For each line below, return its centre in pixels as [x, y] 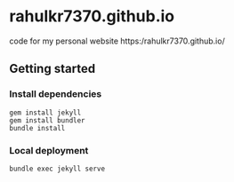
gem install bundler [48, 120]
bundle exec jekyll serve [57, 169]
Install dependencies [56, 94]
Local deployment [49, 150]
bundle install [37, 128]
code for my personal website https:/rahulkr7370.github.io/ [117, 41]
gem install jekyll [45, 113]
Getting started [52, 69]
